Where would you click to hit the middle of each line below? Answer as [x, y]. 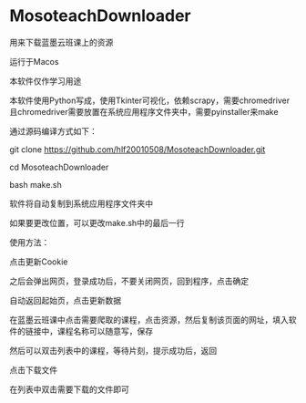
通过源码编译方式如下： [53, 131]
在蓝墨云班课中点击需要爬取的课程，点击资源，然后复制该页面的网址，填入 [149, 319]
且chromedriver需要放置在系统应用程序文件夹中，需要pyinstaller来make [144, 111]
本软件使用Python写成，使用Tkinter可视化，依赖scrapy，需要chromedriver [150, 100]
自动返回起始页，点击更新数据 [65, 300]
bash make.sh [36, 184]
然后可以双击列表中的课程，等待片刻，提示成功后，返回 [113, 350]
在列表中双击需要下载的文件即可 [69, 389]
